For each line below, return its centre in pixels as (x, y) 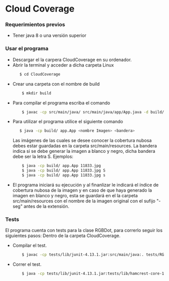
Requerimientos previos (35, 25)
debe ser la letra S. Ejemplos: (43, 156)
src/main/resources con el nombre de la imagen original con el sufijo (84, 201)
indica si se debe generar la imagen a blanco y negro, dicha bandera (84, 151)
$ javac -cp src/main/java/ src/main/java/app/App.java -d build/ (93, 112)
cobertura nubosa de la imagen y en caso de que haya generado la (82, 190)
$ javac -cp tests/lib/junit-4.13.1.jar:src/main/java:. (83, 255)
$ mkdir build (37, 93)
